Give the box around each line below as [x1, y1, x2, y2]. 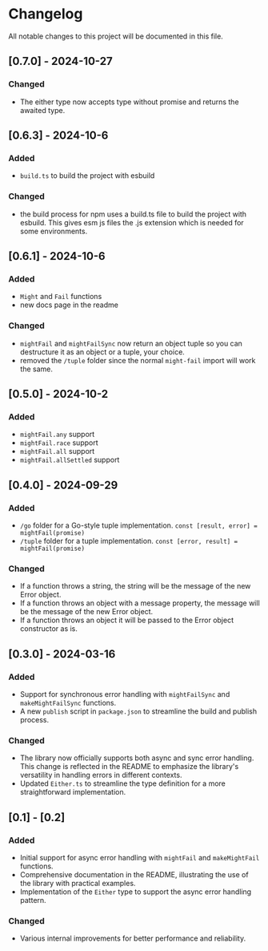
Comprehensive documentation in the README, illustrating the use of [19, 869, 250, 879]
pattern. [19, 895, 46, 904]
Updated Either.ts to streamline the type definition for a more [19, 779, 226, 788]
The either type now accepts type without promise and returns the [19, 97, 239, 107]
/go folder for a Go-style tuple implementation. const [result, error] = [19, 520, 258, 530]
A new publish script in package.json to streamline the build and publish [19, 706, 258, 716]
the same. [19, 364, 54, 374]
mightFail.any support [19, 430, 95, 439]
